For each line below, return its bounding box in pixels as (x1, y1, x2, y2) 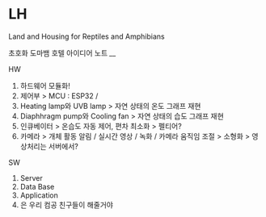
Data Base (19, 182, 55, 191)
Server (19, 173, 43, 182)
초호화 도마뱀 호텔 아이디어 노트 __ (8, 48, 116, 57)
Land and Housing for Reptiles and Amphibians (8, 31, 165, 41)
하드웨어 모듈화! (19, 81, 70, 90)
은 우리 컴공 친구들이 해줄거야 (19, 199, 113, 210)
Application (19, 190, 59, 200)
